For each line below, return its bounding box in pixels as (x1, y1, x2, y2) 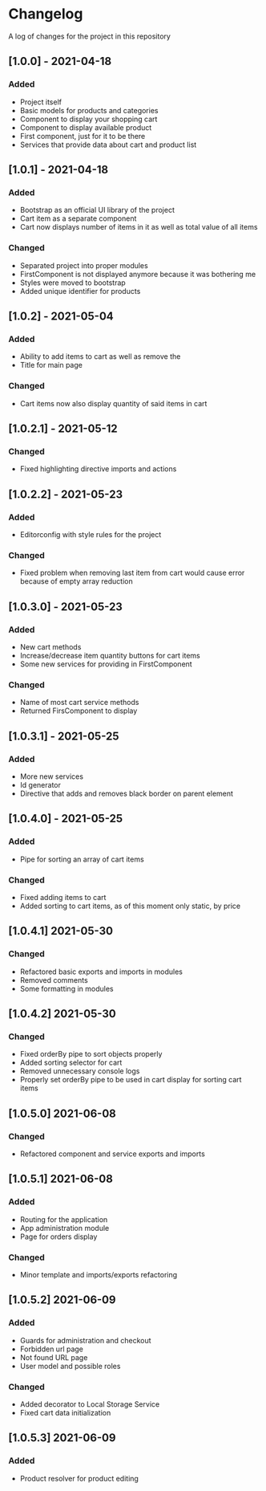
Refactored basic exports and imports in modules (19, 967, 183, 976)
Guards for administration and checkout (19, 1335, 151, 1345)
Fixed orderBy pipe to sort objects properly (19, 1049, 163, 1059)
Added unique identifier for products (19, 286, 141, 295)
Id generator (19, 780, 62, 789)
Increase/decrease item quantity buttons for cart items (19, 650, 200, 660)
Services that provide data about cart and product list (19, 140, 197, 149)
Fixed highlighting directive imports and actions (19, 464, 177, 474)
